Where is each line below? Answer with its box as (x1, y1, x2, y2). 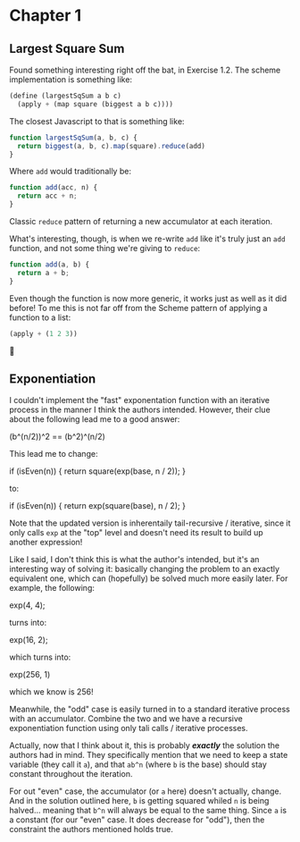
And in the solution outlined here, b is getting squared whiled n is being (9, 796, 270, 806)
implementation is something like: (9, 74, 132, 85)
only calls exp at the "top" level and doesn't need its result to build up (9, 527, 263, 538)
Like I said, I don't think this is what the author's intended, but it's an (9, 554, 260, 565)
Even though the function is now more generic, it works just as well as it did (9, 292, 287, 304)
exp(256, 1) (9, 669, 51, 680)
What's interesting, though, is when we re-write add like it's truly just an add (9, 233, 286, 244)
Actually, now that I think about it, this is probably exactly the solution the (9, 740, 279, 751)
